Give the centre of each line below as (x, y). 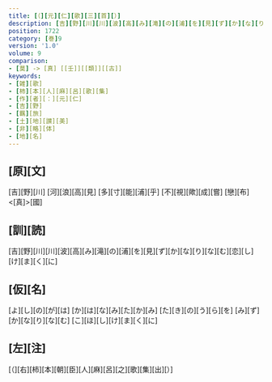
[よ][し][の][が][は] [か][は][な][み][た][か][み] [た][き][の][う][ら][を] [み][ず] (134, 310)
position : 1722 (34, 31)
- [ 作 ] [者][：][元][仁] (45, 99)
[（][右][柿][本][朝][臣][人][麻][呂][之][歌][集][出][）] (91, 369)
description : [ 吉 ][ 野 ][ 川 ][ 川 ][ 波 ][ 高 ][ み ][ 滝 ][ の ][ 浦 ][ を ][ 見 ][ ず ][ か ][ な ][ (134, 23)
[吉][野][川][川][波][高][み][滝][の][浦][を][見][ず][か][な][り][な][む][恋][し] (131, 251)
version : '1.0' (34, 46)
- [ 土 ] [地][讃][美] (39, 121)
